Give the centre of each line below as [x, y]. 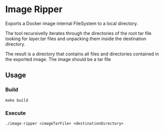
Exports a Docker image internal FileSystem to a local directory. [72, 23]
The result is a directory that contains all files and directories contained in [82, 54]
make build [17, 100]
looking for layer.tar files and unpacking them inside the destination [76, 39]
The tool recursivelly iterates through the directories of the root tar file [78, 33]
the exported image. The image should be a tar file [58, 59]
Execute [16, 113]
